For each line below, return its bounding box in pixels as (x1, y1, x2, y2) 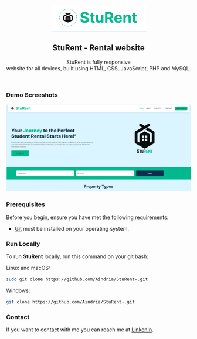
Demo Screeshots (6, 91, 58, 99)
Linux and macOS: (6, 265, 50, 272)
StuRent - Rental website (52, 43, 145, 53)
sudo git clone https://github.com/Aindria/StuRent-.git (6, 276, 148, 282)
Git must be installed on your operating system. (14, 225, 129, 232)
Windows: (6, 287, 30, 294)
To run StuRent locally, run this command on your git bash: (6, 253, 148, 260)
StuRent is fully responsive (66, 59, 131, 66)
